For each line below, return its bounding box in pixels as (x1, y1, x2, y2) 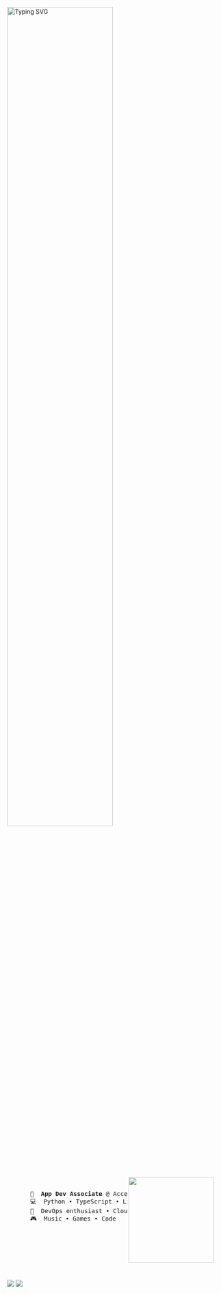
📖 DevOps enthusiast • (29, 1207, 110, 1214)
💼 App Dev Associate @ (29, 1190, 110, 1197)
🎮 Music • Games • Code (29, 1215, 116, 1223)
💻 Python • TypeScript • (29, 1198, 120, 1206)
